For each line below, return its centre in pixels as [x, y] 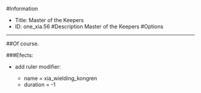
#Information [22, 9]
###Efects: [20, 55]
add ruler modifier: [38, 67]
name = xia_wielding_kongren [60, 78]
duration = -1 [39, 85]
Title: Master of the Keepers [49, 20]
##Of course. [23, 44]
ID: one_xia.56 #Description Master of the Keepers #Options [89, 27]
